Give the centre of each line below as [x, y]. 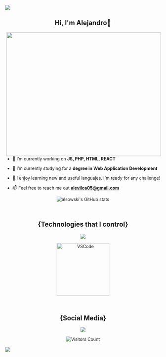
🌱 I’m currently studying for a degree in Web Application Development [85, 168]
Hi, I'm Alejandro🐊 [83, 23]
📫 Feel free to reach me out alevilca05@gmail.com [66, 188]
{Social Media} [83, 318]
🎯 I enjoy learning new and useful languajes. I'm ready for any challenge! [86, 178]
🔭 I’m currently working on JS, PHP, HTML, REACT [64, 158]
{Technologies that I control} [83, 225]
